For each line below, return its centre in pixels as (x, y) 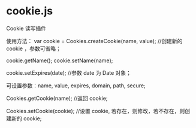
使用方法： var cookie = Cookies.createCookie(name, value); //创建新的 (94, 41)
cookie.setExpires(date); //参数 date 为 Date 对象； (69, 72)
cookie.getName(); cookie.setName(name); (60, 60)
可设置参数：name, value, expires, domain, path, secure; (76, 86)
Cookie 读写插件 (26, 28)
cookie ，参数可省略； (34, 48)
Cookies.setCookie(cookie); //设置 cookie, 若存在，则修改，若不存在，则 (96, 111)
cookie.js (29, 11)
